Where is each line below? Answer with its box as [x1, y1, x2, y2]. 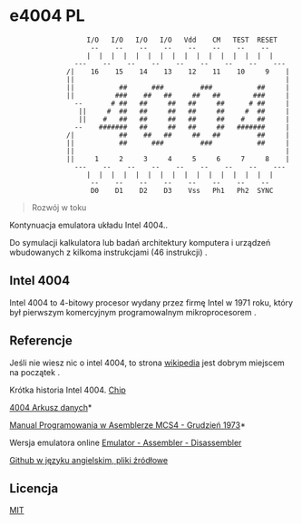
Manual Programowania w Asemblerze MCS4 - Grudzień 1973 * [9, 419, 247, 431]
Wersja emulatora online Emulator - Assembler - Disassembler [9, 437, 242, 448]
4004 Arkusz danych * [9, 402, 93, 412]
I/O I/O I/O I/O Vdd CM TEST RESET [86, 35, 278, 44]
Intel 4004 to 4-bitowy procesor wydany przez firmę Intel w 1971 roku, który [9, 296, 293, 308]
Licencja [9, 480, 59, 496]
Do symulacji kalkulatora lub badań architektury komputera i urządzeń [9, 237, 271, 247]
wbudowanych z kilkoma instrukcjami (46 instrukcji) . [9, 247, 208, 257]
